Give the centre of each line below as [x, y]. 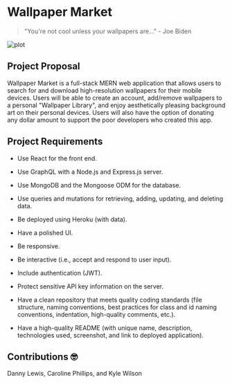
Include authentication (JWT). [60, 273]
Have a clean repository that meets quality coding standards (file [109, 300]
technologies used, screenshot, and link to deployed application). [110, 335]
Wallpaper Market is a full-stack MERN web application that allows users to [114, 83]
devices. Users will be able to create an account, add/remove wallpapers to [115, 98]
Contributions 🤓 [43, 357]
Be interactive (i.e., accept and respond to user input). [94, 259]
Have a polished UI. [45, 232]
